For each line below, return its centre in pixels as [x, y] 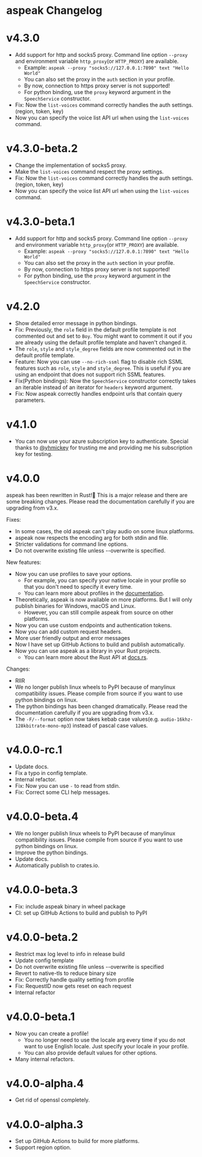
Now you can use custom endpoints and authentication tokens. [93, 625]
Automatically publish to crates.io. [57, 865]
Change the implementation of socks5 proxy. [71, 165]
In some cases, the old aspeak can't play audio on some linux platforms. [105, 531]
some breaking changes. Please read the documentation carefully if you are [100, 501]
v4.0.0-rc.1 [34, 750]
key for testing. [34, 454]
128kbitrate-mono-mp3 [42, 726]
